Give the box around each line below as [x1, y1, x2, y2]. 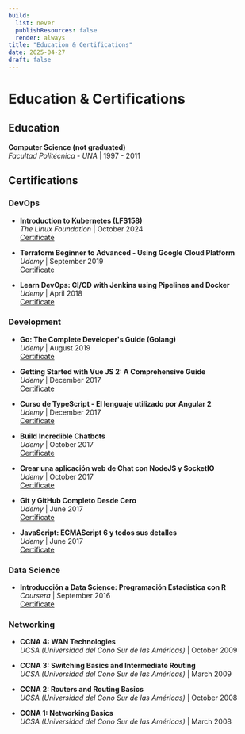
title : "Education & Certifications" [8, 41, 133, 49]
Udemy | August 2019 [19, 342, 91, 353]
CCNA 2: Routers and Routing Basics [19, 685, 144, 694]
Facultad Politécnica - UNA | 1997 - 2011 [8, 151, 140, 160]
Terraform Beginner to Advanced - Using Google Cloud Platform [19, 247, 235, 258]
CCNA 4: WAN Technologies [19, 637, 117, 647]
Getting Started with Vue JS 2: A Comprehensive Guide [19, 366, 206, 377]
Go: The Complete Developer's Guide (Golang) [19, 335, 177, 344]
